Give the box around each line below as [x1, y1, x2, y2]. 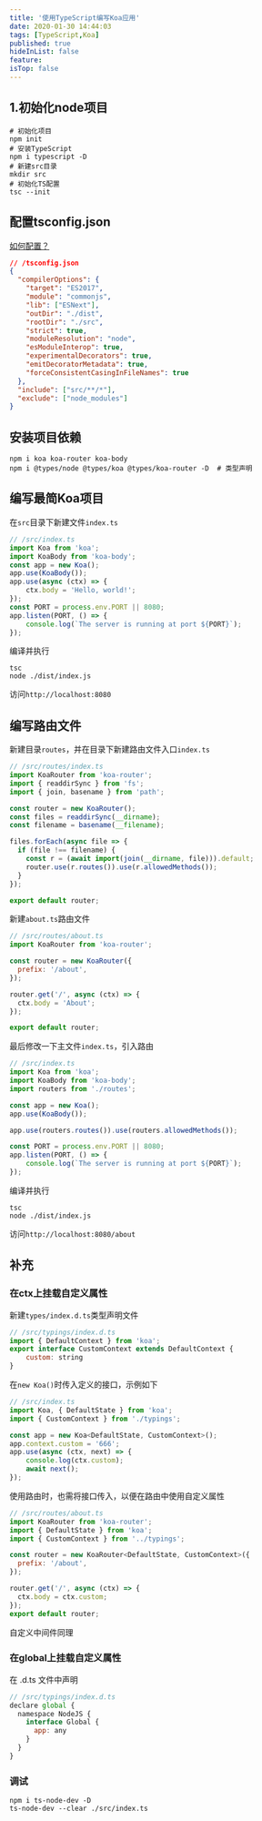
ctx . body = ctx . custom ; [17, 1592, 107, 1602]
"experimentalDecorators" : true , [25, 351, 153, 360]
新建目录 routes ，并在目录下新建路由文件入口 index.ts [9, 744, 211, 755]
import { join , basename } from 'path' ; [9, 787, 166, 796]
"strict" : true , [25, 326, 88, 335]
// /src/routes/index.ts [9, 762, 104, 772]
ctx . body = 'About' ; [17, 998, 96, 1007]
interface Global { [25, 1717, 100, 1727]
